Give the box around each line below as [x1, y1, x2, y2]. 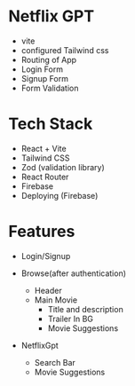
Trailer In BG [47, 313, 94, 324]
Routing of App [20, 54, 77, 65]
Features [8, 222, 75, 241]
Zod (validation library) [20, 161, 106, 172]
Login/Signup [20, 250, 71, 261]
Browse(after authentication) [20, 268, 126, 279]
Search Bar [34, 357, 76, 367]
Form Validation [20, 83, 79, 93]
